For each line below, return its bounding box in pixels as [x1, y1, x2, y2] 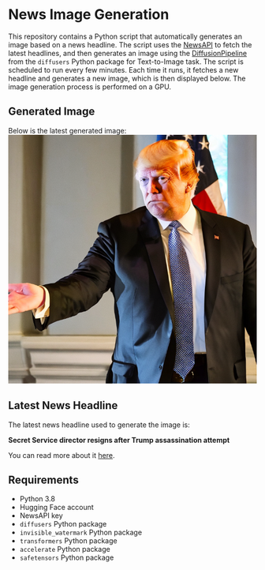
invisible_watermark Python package [19, 527, 143, 538]
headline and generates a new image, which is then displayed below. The [8, 73, 246, 83]
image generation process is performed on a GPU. [8, 81, 172, 92]
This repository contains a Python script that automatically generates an [8, 32, 243, 41]
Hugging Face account [19, 503, 95, 512]
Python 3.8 [19, 494, 55, 504]
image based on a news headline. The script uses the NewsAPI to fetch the [8, 39, 252, 49]
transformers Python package [19, 536, 118, 546]
